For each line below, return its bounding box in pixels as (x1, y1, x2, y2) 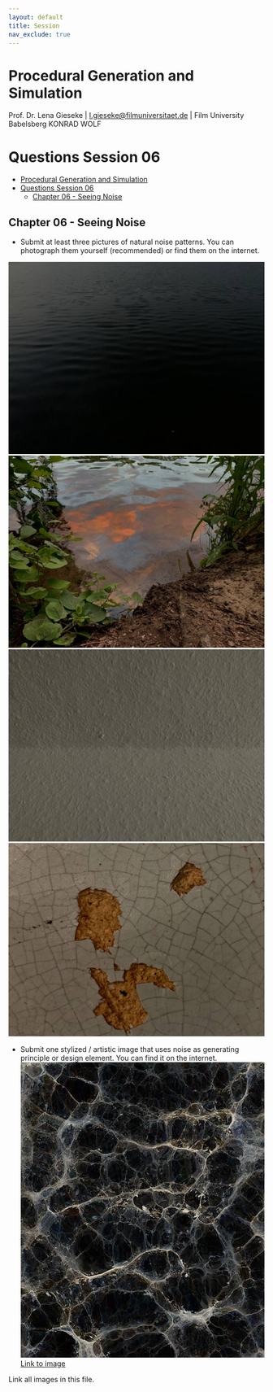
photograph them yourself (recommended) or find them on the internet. (19, 246, 260, 255)
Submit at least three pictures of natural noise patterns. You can (19, 237, 234, 247)
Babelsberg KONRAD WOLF (8, 119, 102, 129)
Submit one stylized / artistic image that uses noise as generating (19, 1044, 240, 1054)
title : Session (8, 21, 60, 30)
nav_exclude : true (8, 30, 71, 38)
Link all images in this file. (8, 1375, 95, 1385)
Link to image (19, 1359, 67, 1368)
